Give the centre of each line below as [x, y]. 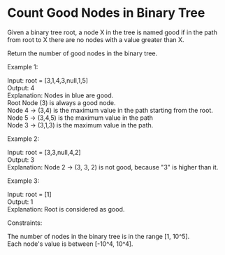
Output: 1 [20, 202]
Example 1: [23, 67]
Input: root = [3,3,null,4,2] [44, 152]
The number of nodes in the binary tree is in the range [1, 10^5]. [99, 236]
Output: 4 [21, 88]
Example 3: [23, 181]
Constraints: [25, 223]
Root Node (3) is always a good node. [61, 102]
